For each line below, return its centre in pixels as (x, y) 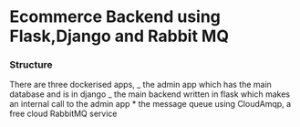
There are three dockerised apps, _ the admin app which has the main (140, 85)
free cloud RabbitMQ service (63, 114)
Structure (31, 65)
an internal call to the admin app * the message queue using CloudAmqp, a (150, 104)
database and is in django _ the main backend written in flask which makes (150, 94)
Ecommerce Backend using (115, 17)
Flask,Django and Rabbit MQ (119, 36)
